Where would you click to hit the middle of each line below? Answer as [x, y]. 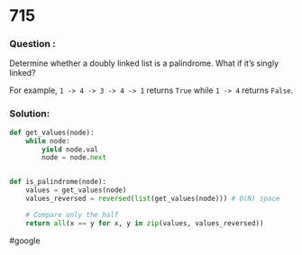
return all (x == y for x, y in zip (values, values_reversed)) [145, 223]
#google [25, 241]
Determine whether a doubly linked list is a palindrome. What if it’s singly [144, 63]
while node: [48, 141]
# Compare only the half [72, 214]
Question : [32, 44]
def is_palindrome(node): [58, 182]
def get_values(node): [52, 132]
